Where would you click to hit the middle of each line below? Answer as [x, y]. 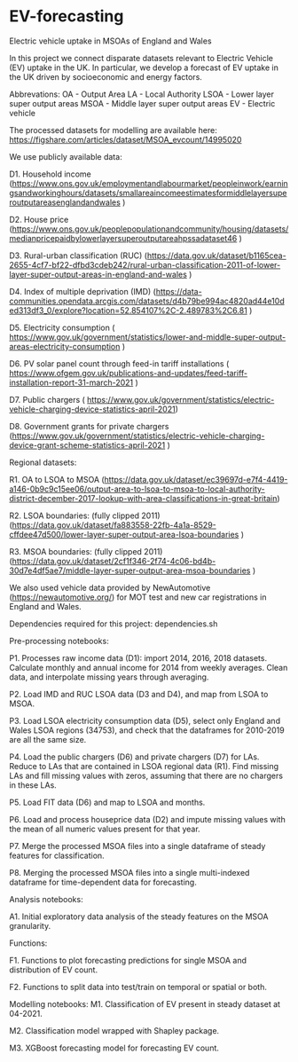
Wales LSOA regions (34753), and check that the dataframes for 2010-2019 [147, 730]
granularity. [30, 925]
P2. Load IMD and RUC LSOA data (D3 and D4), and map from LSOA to [139, 694]
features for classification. [57, 855]
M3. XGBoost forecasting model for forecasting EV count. [114, 1048]
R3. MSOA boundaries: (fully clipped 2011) [86, 551]
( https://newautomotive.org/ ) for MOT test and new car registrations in [138, 597]
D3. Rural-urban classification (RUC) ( [78, 256]
